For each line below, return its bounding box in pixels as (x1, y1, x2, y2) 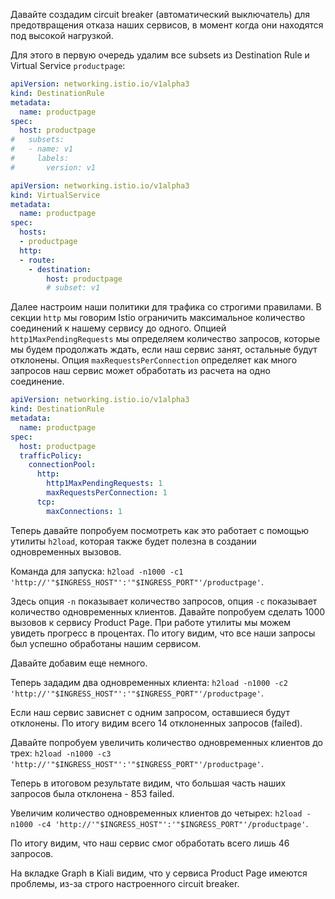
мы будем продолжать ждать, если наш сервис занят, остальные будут (10, 344, 318, 356)
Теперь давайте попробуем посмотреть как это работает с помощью (10, 524, 310, 536)
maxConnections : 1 (46, 506, 123, 516)
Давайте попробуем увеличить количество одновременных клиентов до (10, 736, 323, 748)
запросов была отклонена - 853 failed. (10, 787, 175, 799)
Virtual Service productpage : (10, 60, 126, 71)
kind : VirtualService (10, 190, 101, 200)
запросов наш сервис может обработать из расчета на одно (10, 365, 271, 377)
